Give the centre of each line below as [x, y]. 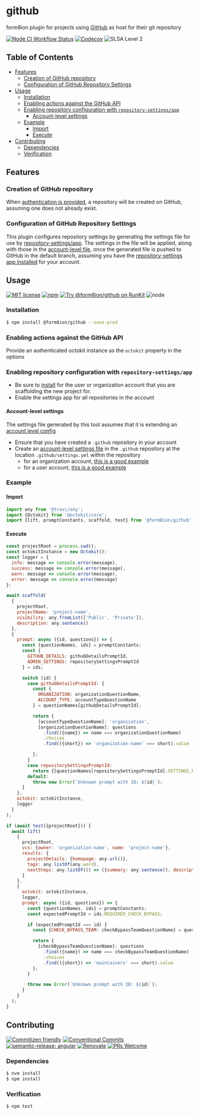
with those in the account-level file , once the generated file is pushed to [94, 249]
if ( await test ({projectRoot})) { [49, 826]
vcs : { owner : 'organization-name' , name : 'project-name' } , [96, 848]
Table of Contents [40, 57]
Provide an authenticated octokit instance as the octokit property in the [94, 350]
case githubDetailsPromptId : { [66, 683]
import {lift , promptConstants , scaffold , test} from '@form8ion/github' [99, 520]
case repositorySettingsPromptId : [70, 765]
